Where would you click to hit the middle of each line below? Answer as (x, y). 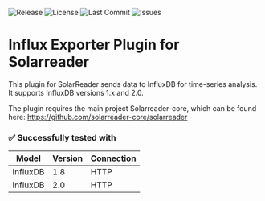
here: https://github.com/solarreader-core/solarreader (98, 117)
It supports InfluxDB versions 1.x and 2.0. (76, 92)
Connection (113, 158)
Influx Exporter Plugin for (94, 45)
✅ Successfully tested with (62, 137)
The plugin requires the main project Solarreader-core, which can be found (132, 108)
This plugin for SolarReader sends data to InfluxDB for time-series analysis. (133, 84)
